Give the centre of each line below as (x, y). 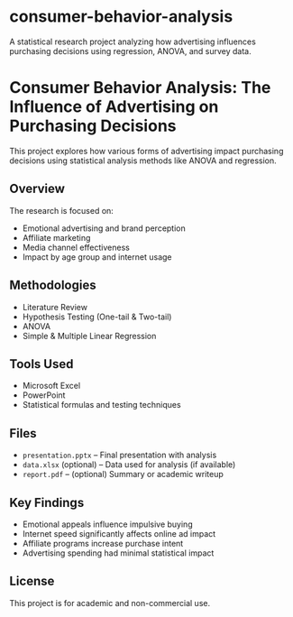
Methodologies (53, 285)
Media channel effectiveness (76, 247)
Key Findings (47, 502)
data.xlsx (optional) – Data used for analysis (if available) (129, 465)
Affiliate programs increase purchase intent (103, 543)
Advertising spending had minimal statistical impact (118, 553)
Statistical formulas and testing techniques (102, 405)
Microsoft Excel (51, 386)
